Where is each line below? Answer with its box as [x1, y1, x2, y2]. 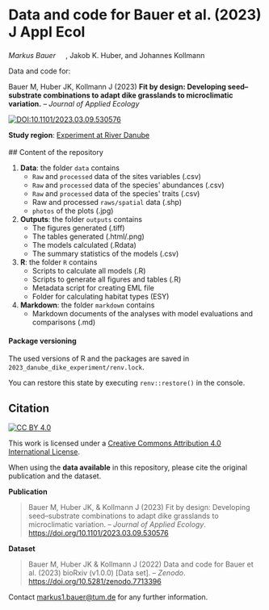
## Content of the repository [8, 147, 103, 157]
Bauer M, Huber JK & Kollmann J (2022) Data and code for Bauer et [27, 559, 254, 569]
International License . [8, 446, 81, 457]
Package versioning [8, 336, 77, 345]
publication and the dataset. [8, 470, 102, 481]
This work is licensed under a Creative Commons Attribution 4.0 [8, 438, 222, 448]
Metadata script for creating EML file [32, 282, 155, 292]
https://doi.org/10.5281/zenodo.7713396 [27, 576, 162, 586]
